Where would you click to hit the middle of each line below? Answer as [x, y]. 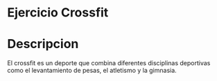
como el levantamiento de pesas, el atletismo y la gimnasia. [92, 71]
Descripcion [43, 44]
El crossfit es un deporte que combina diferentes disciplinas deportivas [109, 63]
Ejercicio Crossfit [58, 13]
